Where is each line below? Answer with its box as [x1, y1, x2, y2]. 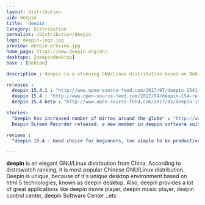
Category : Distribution [6, 26, 67, 32]
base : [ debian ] [6, 60, 48, 66]
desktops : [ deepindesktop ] [6, 54, 75, 60]
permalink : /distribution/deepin [6, 32, 92, 38]
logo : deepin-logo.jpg [6, 37, 64, 43]
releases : [6, 82, 34, 88]
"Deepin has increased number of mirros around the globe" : [12, 115, 171, 122]
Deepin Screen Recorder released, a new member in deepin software [12, 121, 187, 127]
